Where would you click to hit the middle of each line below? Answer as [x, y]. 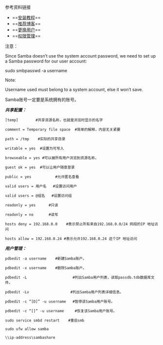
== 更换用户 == [26, 30]
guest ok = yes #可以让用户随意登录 [40, 167]
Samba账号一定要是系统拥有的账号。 [42, 100]
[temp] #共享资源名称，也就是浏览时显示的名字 [54, 120]
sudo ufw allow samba [27, 329]
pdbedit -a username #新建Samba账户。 [46, 259]
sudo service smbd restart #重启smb [45, 321]
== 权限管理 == [26, 36]
